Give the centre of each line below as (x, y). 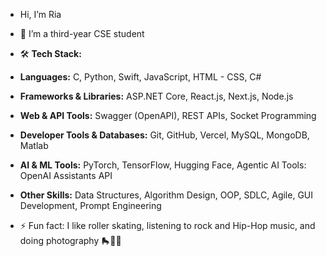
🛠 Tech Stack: (50, 53)
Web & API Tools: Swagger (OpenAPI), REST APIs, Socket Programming (168, 115)
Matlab (34, 145)
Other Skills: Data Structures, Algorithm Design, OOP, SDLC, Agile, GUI (166, 195)
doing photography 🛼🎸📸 (70, 240)
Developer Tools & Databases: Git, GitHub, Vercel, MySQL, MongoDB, (164, 135)
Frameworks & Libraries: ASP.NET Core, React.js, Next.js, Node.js (156, 96)
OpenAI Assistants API (66, 175)
